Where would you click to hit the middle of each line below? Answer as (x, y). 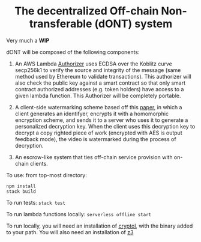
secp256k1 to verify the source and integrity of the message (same (98, 70)
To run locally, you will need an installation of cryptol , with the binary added (100, 226)
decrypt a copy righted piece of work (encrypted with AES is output (98, 133)
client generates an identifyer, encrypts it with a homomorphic (92, 113)
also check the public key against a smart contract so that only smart (100, 83)
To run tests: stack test (36, 202)
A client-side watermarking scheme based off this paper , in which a (98, 107)
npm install (21, 186)
